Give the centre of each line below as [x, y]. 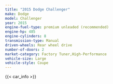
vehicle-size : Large [26, 59]
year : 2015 [16, 23]
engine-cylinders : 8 [26, 36]
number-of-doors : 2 [25, 49]
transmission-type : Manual [32, 41]
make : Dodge [17, 14]
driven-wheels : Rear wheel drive [39, 45]
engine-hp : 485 [20, 32]
